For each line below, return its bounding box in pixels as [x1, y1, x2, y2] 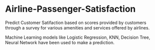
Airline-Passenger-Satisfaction [5, 3, 136, 15]
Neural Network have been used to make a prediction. [5, 39, 115, 45]
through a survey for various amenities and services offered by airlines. [5, 25, 150, 30]
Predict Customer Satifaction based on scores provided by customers [5, 20, 147, 25]
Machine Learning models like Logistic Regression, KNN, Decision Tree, [5, 34, 151, 40]
